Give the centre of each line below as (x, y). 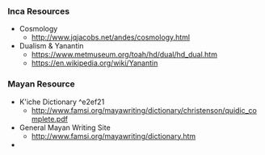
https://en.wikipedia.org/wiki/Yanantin (95, 63)
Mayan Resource (42, 84)
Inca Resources (39, 11)
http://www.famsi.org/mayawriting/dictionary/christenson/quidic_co (144, 110)
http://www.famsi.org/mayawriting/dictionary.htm (114, 136)
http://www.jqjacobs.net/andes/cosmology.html (111, 37)
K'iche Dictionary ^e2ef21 (62, 102)
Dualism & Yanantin (51, 46)
